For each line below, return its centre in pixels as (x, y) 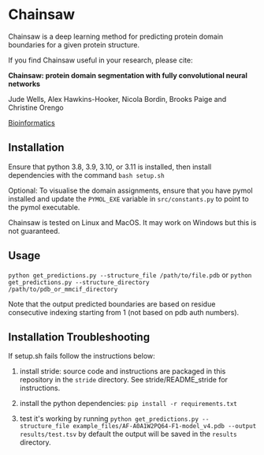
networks (24, 84)
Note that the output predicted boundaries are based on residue (112, 304)
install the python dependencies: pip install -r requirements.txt (128, 404)
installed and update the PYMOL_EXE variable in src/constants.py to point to (129, 198)
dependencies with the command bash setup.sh (86, 175)
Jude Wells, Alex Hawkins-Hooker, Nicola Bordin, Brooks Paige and (117, 99)
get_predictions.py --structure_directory (79, 282)
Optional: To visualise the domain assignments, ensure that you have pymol (131, 190)
